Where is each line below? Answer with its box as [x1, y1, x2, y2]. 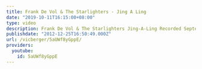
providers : [6, 43, 34, 49]
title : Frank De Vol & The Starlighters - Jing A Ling [6, 8, 147, 15]
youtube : [11, 48, 34, 54]
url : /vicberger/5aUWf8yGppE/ [6, 37, 82, 43]
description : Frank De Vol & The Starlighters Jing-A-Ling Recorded [6, 25, 182, 32]
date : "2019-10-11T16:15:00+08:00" [6, 14, 96, 20]
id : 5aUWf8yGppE [17, 53, 58, 59]
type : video [6, 20, 36, 26]
